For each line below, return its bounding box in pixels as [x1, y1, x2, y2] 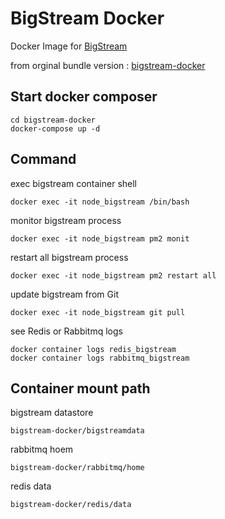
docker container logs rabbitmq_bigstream [10, 353, 190, 363]
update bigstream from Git [10, 288, 119, 300]
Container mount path [10, 380, 151, 397]
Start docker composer [10, 88, 158, 106]
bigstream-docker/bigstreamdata [10, 426, 145, 436]
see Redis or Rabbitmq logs [10, 325, 123, 337]
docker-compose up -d [10, 123, 101, 134]
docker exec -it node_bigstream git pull [10, 307, 186, 317]
